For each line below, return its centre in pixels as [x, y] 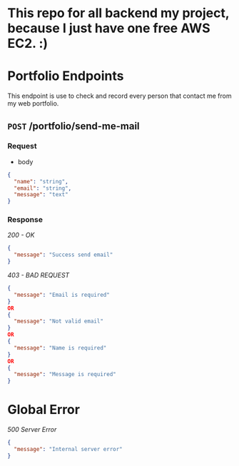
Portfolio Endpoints [66, 76]
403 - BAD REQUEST [39, 275]
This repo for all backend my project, [118, 13]
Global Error [44, 410]
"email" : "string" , [43, 188]
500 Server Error [32, 430]
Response [25, 220]
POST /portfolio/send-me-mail [74, 126]
